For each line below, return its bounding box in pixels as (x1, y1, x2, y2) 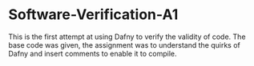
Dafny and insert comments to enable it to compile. (8, 49, 178, 58)
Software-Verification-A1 (8, 6, 179, 24)
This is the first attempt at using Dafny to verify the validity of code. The (8, 32, 246, 41)
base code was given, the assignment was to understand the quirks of (8, 40, 240, 49)
